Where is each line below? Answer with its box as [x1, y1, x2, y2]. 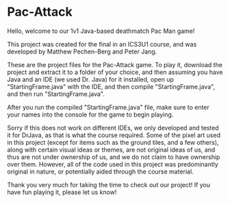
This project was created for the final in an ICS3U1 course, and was [7, 40, 197, 48]
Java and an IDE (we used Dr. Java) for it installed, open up [7, 75, 175, 83]
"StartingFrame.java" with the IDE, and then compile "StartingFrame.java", [7, 82, 216, 91]
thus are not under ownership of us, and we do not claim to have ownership [7, 152, 220, 161]
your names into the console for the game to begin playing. [7, 110, 174, 119]
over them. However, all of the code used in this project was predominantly [7, 160, 219, 168]
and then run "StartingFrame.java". [7, 90, 105, 98]
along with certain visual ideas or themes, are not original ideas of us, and [7, 145, 216, 154]
